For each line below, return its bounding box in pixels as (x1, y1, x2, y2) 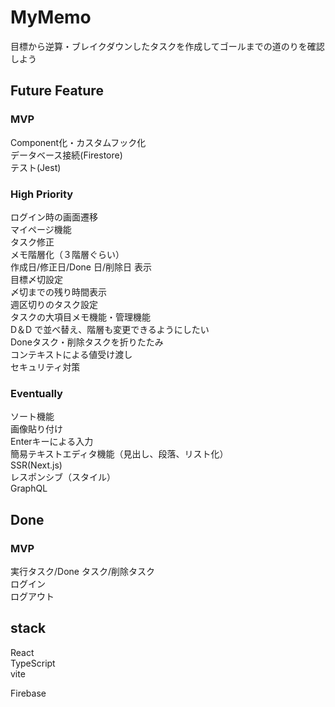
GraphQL (10, 482, 48, 495)
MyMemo (10, 6, 92, 29)
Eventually (10, 386, 63, 400)
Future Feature (10, 82, 104, 100)
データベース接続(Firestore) (10, 149, 123, 161)
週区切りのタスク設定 (10, 298, 98, 310)
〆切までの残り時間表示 (10, 286, 107, 298)
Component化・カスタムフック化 (10, 136, 147, 148)
